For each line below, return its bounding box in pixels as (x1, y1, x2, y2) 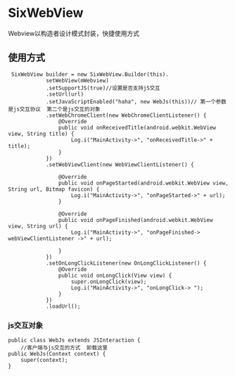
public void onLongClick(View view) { (58, 272, 172, 279)
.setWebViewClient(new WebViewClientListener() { (45, 161, 194, 168)
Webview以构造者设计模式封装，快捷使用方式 (8, 29, 140, 37)
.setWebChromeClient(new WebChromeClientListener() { (45, 111, 207, 119)
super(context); (20, 357, 69, 364)
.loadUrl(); (45, 303, 81, 310)
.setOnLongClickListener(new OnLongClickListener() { (45, 259, 207, 267)
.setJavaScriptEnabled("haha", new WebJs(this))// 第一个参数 (45, 98, 227, 105)
